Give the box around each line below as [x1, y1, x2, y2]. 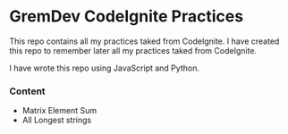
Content [9, 85, 47, 97]
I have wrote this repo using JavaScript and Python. [9, 63, 199, 73]
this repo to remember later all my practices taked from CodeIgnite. [9, 45, 258, 55]
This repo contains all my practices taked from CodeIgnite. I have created [9, 36, 280, 46]
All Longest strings [21, 114, 92, 126]
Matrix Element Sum [21, 105, 97, 116]
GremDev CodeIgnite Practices [9, 6, 244, 27]
